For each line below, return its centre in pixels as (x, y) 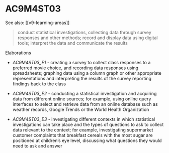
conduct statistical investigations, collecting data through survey (84, 32)
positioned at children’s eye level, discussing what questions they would (87, 140)
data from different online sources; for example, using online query (82, 99)
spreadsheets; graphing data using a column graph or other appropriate (87, 73)
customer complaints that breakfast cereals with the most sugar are (82, 135)
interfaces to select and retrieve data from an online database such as (85, 104)
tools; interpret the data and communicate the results (73, 43)
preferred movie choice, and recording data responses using (75, 68)
